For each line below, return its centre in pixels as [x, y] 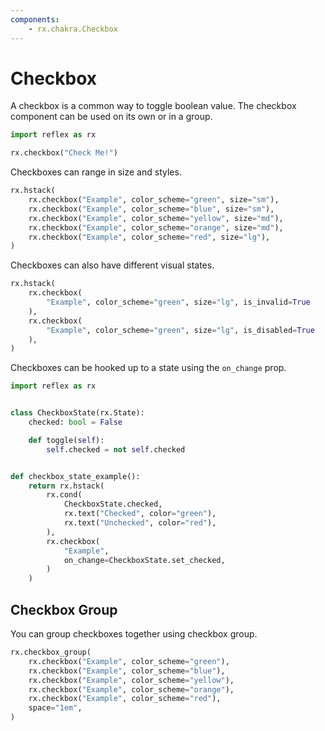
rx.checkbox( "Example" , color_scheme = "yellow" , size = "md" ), [156, 218]
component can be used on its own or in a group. [111, 117]
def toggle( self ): [66, 440]
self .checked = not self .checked [116, 449]
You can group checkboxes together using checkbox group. [134, 634]
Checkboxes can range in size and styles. [96, 172]
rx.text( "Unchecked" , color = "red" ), [140, 523]
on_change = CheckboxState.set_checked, [144, 560]
